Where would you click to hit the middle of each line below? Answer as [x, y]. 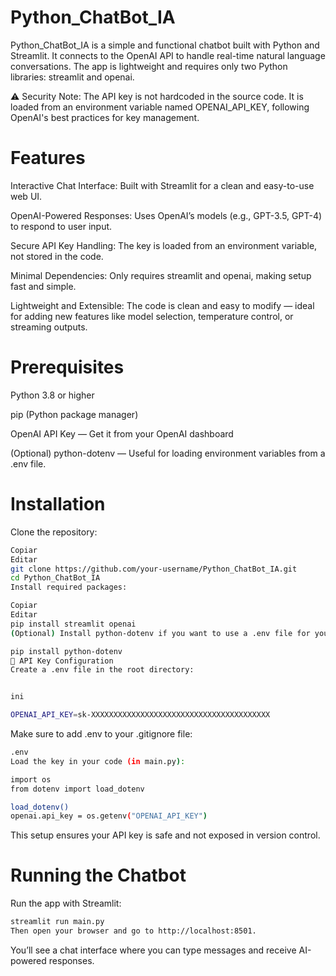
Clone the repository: [54, 532]
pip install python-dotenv [66, 651]
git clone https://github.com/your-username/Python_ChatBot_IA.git [154, 569]
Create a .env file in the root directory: [102, 670]
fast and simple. [43, 286]
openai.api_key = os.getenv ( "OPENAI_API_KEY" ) [109, 816]
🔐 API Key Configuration [62, 661]
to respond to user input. [61, 226]
